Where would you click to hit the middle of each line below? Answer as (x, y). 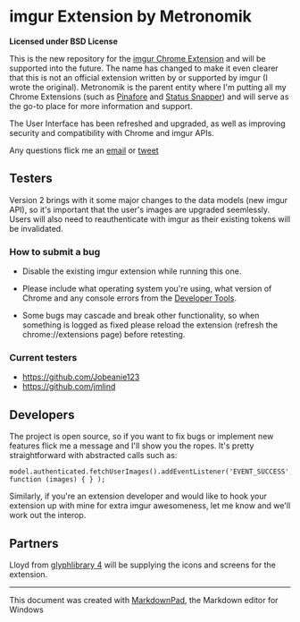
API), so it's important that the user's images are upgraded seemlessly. (140, 209)
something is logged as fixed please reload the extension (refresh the (150, 325)
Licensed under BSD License (63, 41)
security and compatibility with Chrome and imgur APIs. (112, 132)
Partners (34, 543)
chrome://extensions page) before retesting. (104, 335)
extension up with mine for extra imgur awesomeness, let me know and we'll (150, 506)
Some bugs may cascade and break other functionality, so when (141, 316)
